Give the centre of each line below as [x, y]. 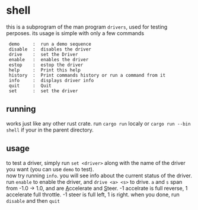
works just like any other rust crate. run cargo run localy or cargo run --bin [98, 123]
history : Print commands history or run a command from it [87, 75]
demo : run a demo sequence [50, 44]
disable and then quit [33, 200]
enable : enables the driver [49, 59]
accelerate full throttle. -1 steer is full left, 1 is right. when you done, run [93, 195]
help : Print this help [45, 70]
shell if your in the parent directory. [50, 130]
